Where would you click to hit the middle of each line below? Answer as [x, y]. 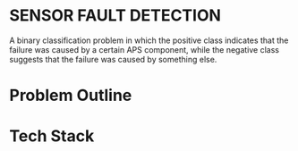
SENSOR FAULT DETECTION [115, 16]
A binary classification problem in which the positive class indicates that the [149, 40]
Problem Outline [71, 96]
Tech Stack [52, 136]
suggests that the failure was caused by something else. [113, 59]
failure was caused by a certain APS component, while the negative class [145, 49]
